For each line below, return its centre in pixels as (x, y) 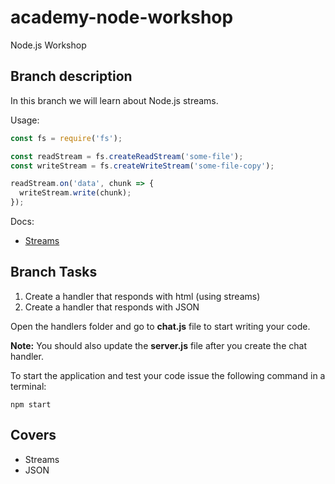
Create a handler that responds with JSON (112, 307)
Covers (33, 435)
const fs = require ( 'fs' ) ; (66, 138)
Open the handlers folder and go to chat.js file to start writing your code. (160, 326)
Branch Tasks (54, 272)
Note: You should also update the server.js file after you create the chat (158, 345)
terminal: (28, 386)
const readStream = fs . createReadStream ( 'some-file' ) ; (127, 156)
